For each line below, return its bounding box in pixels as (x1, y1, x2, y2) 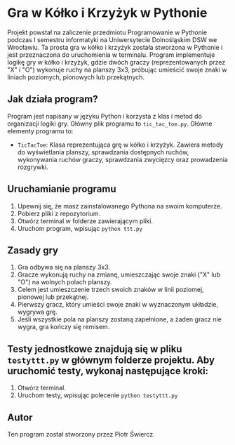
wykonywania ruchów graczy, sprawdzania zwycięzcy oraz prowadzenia (17, 155, 228, 164)
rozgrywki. (17, 163, 49, 171)
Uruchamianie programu (7, 183, 117, 195)
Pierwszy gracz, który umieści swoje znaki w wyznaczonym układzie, (17, 300, 219, 309)
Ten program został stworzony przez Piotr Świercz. (7, 430, 156, 438)
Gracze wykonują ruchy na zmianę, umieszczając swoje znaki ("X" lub (17, 270, 221, 279)
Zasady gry (7, 244, 58, 256)
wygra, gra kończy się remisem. (17, 323, 110, 331)
